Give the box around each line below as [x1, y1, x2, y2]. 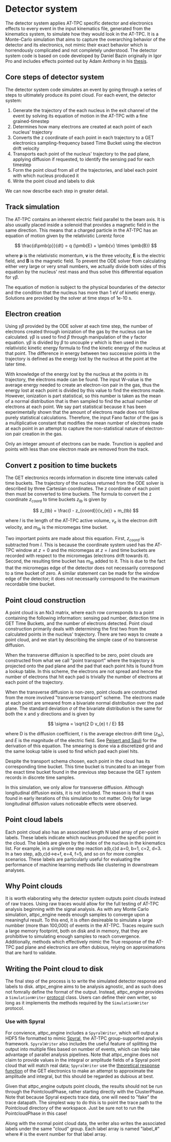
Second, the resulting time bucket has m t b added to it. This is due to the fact [5, 558, 166, 566]
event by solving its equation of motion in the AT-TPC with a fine [12, 113, 148, 119]
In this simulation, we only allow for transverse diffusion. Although [5, 784, 144, 790]
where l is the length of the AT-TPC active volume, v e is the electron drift [5, 517, 158, 525]
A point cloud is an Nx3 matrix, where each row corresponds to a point [5, 609, 154, 615]
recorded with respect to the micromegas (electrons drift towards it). [5, 553, 150, 559]
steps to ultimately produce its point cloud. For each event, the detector [5, 92, 156, 98]
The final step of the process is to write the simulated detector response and [5, 978, 166, 984]
